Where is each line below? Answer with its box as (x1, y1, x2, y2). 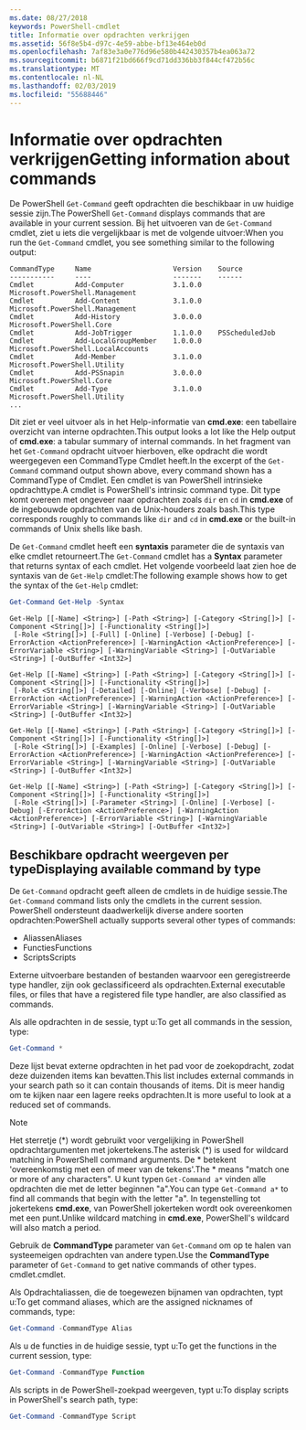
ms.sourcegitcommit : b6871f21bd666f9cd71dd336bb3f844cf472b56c (9, 56, 256, 65)
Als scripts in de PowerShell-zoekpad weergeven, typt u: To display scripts (9, 1384, 290, 1395)
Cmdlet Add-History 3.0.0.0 (9, 313, 203, 322)
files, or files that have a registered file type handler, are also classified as (9, 989, 287, 1000)
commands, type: (9, 1307, 76, 1317)
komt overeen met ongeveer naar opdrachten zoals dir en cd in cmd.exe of (9, 495, 294, 506)
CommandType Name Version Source (9, 264, 244, 274)
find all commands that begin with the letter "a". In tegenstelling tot (9, 1193, 261, 1203)
